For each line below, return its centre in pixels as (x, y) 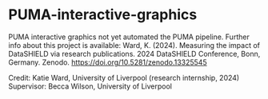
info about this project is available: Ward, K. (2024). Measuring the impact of (134, 45)
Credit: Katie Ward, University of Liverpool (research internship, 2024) (124, 77)
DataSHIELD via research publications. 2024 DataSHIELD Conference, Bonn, (134, 53)
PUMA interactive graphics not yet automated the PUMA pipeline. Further (129, 37)
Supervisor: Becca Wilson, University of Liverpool (90, 86)
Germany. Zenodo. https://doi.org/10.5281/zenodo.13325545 (108, 62)
